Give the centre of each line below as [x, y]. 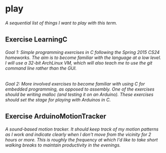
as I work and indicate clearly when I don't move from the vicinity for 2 [78, 134]
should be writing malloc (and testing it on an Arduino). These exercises [79, 94]
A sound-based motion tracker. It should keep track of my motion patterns [82, 129]
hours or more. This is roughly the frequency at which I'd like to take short [81, 139]
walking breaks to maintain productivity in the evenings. [63, 145]
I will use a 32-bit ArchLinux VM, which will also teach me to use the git [79, 62]
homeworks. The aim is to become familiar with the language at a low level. [83, 57]
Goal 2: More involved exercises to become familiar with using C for [75, 83]
